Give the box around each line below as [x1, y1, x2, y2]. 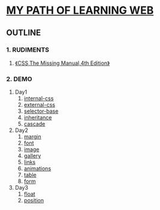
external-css [23, 101, 56, 109]
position [23, 197, 44, 204]
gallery [23, 152, 41, 160]
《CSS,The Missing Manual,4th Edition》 [14, 59, 110, 67]
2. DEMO [6, 74, 32, 83]
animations [23, 165, 52, 172]
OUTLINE [6, 28, 41, 38]
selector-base [23, 107, 59, 115]
